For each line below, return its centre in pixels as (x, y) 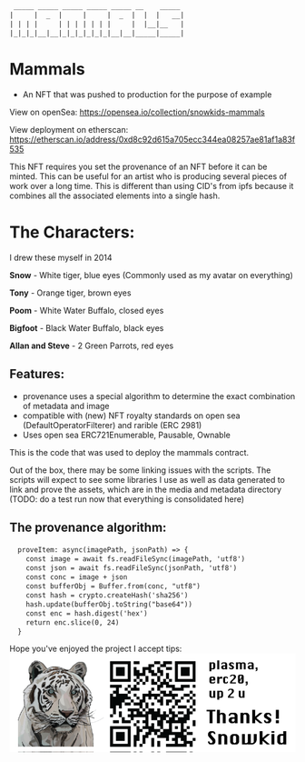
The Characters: (72, 232)
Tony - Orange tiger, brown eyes (70, 293)
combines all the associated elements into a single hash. (115, 196)
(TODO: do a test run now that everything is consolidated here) (127, 499)
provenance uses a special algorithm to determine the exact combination (159, 396)
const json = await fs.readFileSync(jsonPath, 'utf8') (132, 568)
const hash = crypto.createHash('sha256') (107, 595)
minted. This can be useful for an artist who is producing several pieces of (148, 176)
